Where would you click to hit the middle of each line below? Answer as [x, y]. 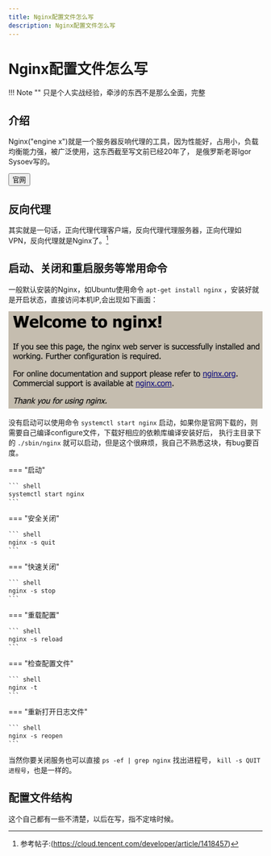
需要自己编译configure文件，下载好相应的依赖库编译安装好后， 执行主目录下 [135, 432]
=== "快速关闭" [34, 566]
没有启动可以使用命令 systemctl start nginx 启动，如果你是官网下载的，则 [133, 422]
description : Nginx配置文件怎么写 [62, 25]
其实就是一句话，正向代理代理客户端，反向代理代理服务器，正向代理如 [125, 231]
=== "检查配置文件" [41, 663]
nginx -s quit [32, 542]
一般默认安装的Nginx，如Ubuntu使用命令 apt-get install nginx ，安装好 [130, 289]
